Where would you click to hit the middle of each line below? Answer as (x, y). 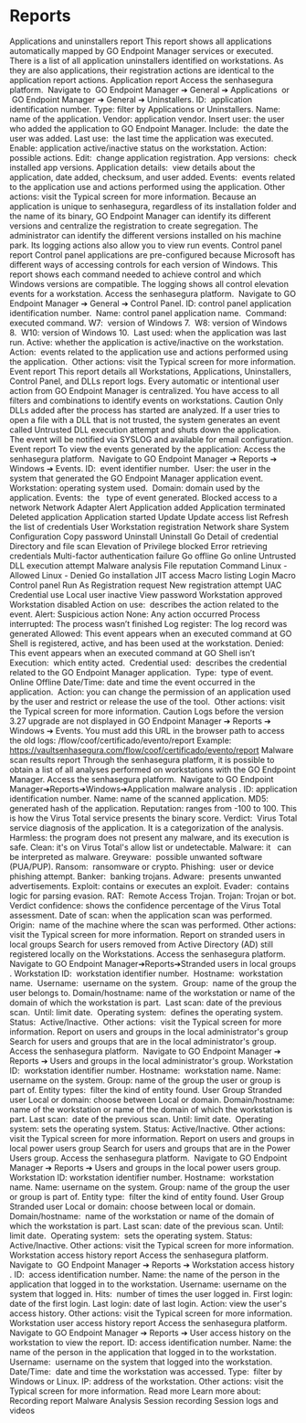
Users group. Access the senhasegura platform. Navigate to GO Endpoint (148, 1158)
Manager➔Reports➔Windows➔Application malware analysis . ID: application (153, 789)
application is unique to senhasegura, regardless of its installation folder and (153, 206)
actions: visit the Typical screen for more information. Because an (133, 196)
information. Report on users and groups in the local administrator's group (149, 1031)
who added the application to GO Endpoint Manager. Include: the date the (149, 128)
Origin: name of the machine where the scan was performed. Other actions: (153, 925)
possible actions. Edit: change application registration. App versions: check (153, 157)
